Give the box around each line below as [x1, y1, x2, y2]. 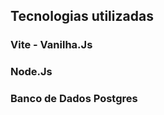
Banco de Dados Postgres [10, 92, 138, 106]
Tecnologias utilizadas [10, 8, 154, 25]
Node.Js [10, 65, 53, 79]
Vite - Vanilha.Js [10, 38, 93, 52]
